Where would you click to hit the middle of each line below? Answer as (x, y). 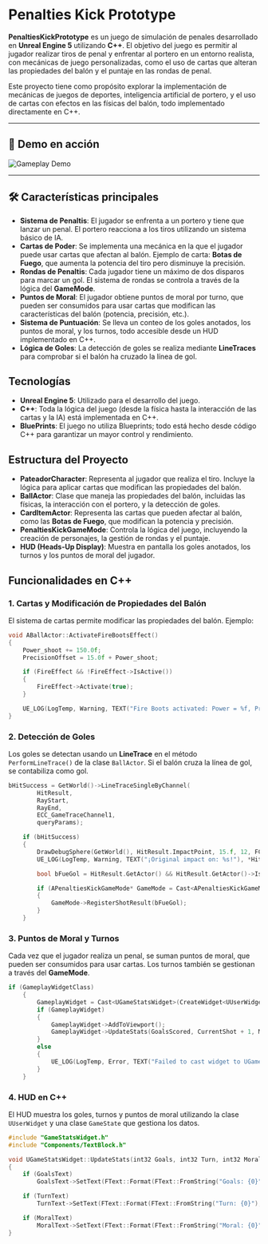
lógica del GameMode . (57, 288)
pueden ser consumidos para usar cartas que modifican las (118, 305)
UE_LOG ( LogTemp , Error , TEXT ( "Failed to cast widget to (146, 1061)
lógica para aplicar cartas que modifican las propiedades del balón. (130, 487)
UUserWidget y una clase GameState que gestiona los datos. (104, 1123)
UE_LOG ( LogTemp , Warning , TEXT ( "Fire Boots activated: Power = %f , (137, 709)
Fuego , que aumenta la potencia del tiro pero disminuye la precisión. (132, 263)
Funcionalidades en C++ (70, 580)
